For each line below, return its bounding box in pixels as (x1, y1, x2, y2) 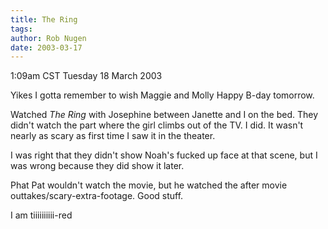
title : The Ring (10, 14, 78, 25)
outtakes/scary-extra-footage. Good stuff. (10, 190, 184, 202)
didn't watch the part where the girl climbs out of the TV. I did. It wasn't (10, 119, 304, 131)
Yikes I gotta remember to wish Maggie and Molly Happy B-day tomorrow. (10, 89, 315, 101)
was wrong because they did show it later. (10, 160, 185, 172)
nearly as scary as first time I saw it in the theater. (10, 130, 216, 142)
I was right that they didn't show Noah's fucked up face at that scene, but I (10, 149, 318, 161)
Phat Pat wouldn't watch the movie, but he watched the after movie (10, 179, 288, 191)
